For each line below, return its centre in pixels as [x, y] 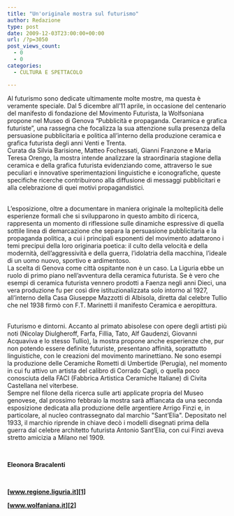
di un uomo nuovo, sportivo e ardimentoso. [69, 260]
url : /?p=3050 [28, 40]
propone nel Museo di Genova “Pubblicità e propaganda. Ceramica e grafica [117, 120]
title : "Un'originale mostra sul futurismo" [73, 14]
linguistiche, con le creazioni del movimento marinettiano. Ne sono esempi [115, 356]
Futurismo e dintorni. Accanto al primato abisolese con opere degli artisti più [117, 326]
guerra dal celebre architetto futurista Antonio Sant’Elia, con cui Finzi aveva [116, 430]
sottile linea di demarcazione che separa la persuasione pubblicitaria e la [112, 231]
